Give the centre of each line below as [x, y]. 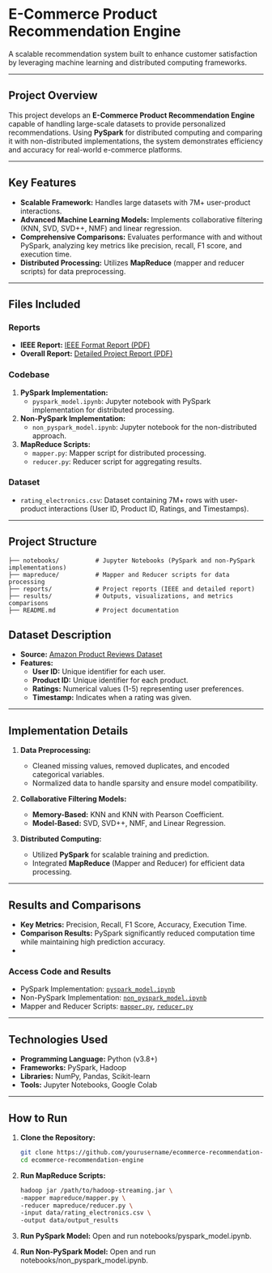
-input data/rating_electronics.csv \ [85, 1213]
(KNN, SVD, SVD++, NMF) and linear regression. [101, 228]
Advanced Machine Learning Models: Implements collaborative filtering [141, 219]
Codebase [29, 375]
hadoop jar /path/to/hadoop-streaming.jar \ [96, 1190]
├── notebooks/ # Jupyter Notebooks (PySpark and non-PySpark [132, 561]
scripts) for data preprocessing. [73, 271]
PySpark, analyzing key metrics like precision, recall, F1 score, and [131, 245]
